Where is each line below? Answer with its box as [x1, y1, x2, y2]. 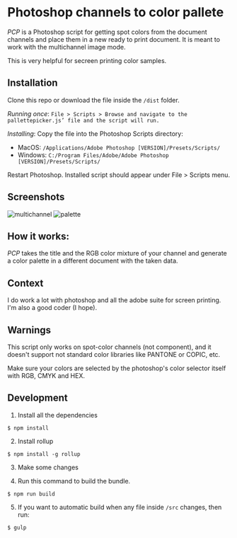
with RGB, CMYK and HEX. [7, 372, 85, 379]
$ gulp [7, 524, 27, 531]
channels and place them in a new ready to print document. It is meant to [7, 35, 221, 43]
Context [7, 277, 44, 289]
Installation [7, 77, 58, 89]
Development [7, 392, 69, 404]
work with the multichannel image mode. [7, 42, 126, 51]
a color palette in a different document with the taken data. [7, 256, 178, 265]
